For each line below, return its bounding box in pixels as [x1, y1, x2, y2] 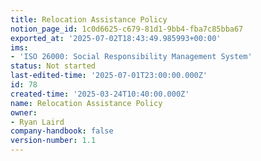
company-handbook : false [10, 126, 114, 136]
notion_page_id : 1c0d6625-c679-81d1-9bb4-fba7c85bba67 [10, 24, 244, 34]
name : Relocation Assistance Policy [10, 98, 163, 108]
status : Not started [10, 61, 97, 71]
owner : [10, 107, 38, 118]
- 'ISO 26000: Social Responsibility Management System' [10, 52, 253, 62]
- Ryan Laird [10, 117, 65, 127]
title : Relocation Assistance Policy [10, 14, 168, 25]
